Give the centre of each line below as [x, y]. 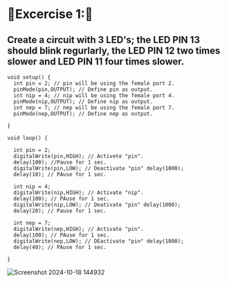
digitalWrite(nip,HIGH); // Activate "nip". [79, 193]
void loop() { [28, 138]
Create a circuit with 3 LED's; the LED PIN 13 [104, 40]
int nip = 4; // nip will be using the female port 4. [94, 96]
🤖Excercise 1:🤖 [50, 14]
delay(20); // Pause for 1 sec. [60, 211]
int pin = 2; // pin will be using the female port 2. [94, 83]
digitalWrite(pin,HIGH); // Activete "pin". [79, 156]
